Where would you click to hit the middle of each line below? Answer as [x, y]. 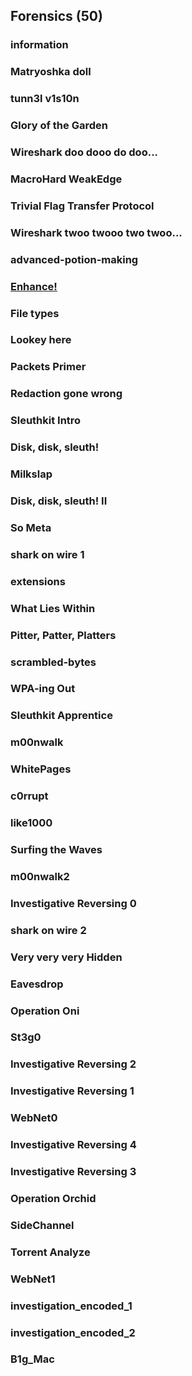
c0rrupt [29, 796]
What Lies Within [53, 608]
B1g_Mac [32, 1359]
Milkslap [31, 474]
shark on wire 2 [48, 930]
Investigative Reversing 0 [73, 903]
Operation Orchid [53, 1198]
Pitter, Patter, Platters [63, 635]
